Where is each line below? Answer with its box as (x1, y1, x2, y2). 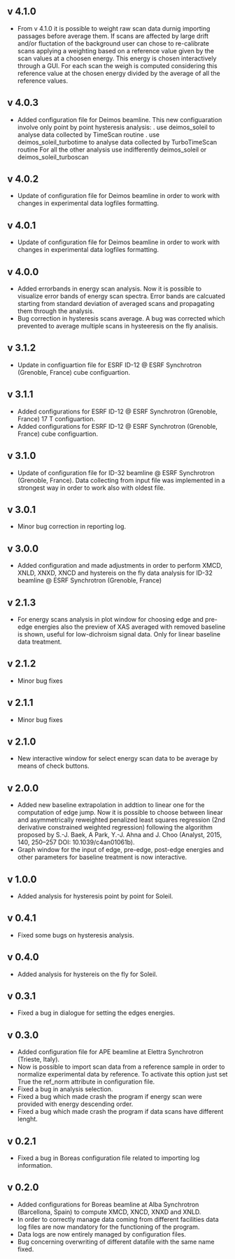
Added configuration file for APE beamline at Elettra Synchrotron (17, 1048, 204, 1056)
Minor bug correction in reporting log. (17, 522, 127, 531)
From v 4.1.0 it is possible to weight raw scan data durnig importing (17, 24, 211, 32)
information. (17, 1161, 52, 1170)
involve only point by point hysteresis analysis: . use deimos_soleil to (17, 123, 215, 131)
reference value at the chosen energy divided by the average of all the (17, 69, 220, 77)
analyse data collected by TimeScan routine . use (17, 130, 159, 139)
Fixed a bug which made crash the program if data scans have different (17, 1107, 224, 1116)
